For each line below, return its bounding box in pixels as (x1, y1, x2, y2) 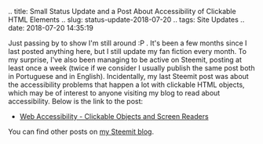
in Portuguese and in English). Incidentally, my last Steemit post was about (8, 72, 249, 81)
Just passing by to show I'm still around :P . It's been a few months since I (8, 38, 247, 48)
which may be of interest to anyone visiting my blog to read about (8, 88, 221, 97)
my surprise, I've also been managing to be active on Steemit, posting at (8, 55, 242, 64)
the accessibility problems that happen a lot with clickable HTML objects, (8, 80, 245, 89)
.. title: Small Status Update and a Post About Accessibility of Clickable (8, 7, 237, 16)
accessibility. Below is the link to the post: (8, 97, 144, 106)
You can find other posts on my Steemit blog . (8, 127, 155, 136)
